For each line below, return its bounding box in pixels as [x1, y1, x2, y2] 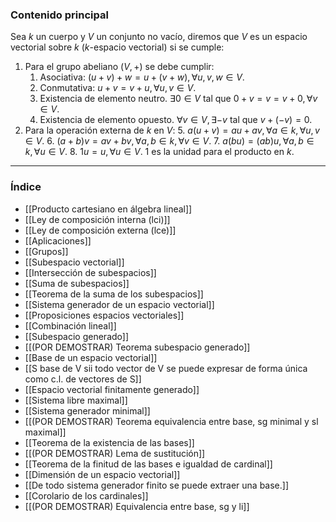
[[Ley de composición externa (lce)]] [24, 224, 177, 236]
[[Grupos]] [24, 245, 69, 257]
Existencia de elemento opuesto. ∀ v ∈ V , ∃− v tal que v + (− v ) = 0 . [39, 114, 313, 126]
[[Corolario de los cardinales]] [24, 489, 149, 502]
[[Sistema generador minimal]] [24, 404, 151, 417]
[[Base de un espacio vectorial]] [24, 351, 158, 363]
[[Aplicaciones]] [24, 234, 92, 247]
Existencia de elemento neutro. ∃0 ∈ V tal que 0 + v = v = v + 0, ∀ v [39, 93, 318, 105]
